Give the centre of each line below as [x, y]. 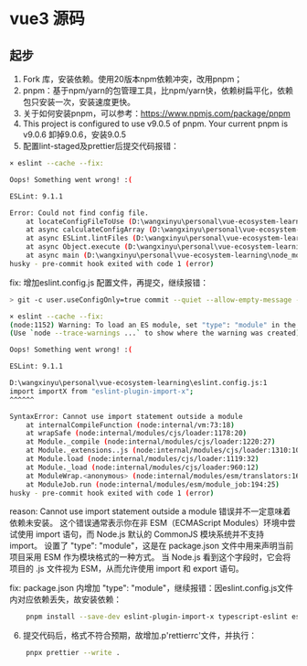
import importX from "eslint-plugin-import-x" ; [102, 391]
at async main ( [57, 255]
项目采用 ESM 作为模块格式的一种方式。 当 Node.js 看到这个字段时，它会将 [150, 557]
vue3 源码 [47, 19]
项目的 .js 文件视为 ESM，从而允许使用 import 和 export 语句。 [127, 569]
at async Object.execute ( [77, 247]
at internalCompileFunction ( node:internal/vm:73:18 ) [130, 425]
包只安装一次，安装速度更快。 [79, 102]
